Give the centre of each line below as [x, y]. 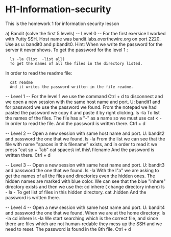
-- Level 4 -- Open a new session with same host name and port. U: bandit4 [85, 207]
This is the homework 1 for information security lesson [62, 23]
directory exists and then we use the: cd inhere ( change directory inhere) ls [85, 186]
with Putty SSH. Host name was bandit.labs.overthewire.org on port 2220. [83, 39]
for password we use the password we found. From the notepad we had [81, 107]
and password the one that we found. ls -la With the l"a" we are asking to [82, 170]
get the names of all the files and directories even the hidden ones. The [80, 176]
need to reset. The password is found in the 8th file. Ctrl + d [68, 229]
